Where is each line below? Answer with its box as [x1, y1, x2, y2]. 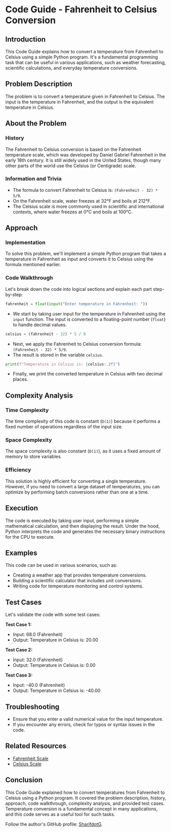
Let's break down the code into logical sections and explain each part [5, 286, 152, 292]
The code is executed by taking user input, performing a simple [5, 517, 139, 524]
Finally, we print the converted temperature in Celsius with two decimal [12, 371, 163, 377]
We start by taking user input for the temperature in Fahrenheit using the [12, 310, 165, 316]
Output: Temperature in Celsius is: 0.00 [12, 662, 96, 668]
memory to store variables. [5, 453, 62, 460]
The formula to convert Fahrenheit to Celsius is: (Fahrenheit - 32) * [12, 187, 158, 193]
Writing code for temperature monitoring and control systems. [12, 583, 144, 589]
